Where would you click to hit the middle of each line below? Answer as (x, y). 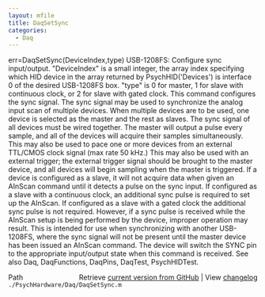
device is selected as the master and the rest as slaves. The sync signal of (129, 119)
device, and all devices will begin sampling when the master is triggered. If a (132, 169)
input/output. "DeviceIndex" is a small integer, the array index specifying (126, 69)
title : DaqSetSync (38, 23)
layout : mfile (32, 15)
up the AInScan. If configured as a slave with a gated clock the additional (127, 204)
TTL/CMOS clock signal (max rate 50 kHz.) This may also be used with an (129, 153)
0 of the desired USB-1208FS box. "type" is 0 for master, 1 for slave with (126, 86)
